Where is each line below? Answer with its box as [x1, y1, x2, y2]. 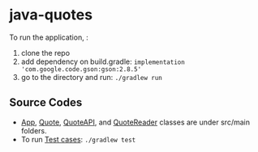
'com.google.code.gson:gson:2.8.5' [20, 65, 142, 74]
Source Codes [9, 95, 83, 110]
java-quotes [9, 6, 92, 24]
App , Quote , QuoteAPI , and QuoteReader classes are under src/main [20, 117, 251, 127]
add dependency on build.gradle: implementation [20, 57, 185, 66]
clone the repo [20, 48, 71, 57]
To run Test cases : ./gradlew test [20, 134, 136, 144]
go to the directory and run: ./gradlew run [20, 72, 163, 82]
